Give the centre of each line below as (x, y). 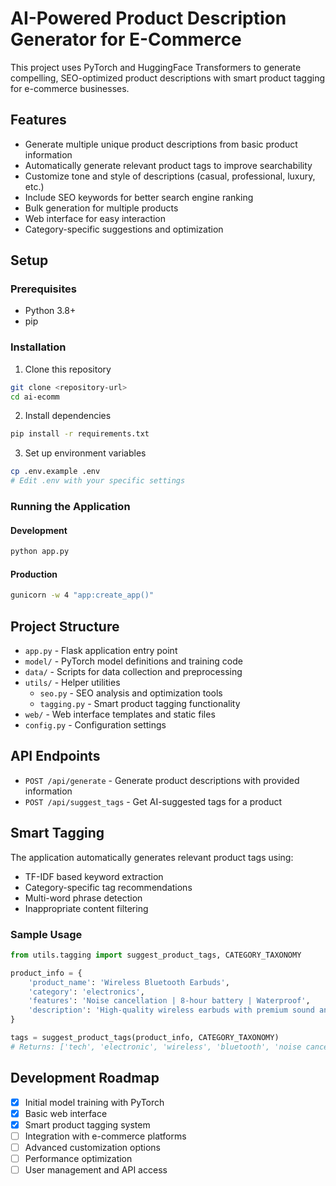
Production (34, 574)
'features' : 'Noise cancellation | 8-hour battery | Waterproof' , (169, 1001)
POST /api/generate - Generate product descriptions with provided (162, 780)
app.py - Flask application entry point (101, 650)
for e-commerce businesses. (70, 88)
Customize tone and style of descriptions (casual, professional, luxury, (170, 176)
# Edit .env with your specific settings (98, 481)
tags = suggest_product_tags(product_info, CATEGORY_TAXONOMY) (145, 1038)
